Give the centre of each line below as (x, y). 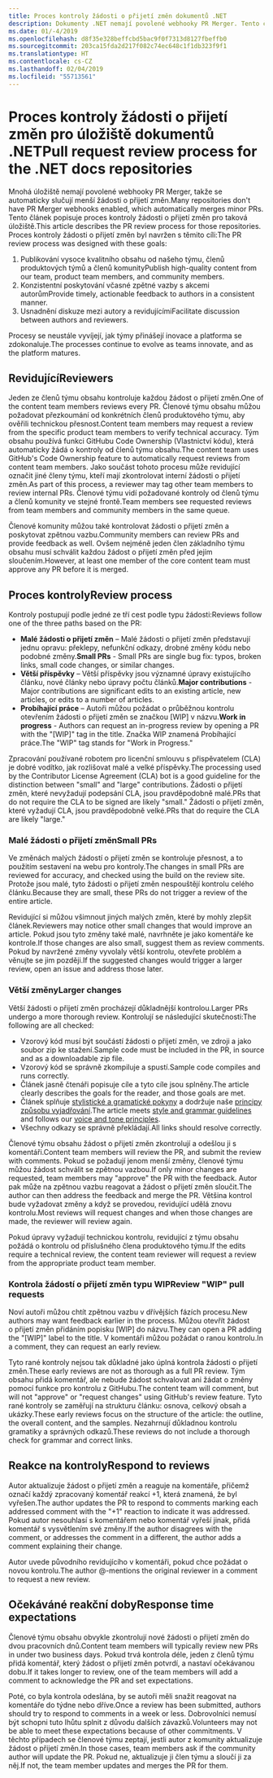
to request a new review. (50, 1579)
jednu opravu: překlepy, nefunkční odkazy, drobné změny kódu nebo (135, 648)
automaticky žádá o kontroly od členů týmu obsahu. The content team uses (134, 450)
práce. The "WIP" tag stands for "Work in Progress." (106, 743)
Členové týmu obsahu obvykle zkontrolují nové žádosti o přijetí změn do (129, 1637)
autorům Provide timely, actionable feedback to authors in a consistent (137, 293)
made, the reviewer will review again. (70, 1221)
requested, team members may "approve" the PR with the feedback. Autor (133, 1178)
